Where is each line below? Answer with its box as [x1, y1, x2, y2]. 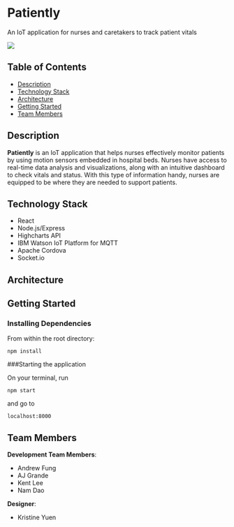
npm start [7, 387, 36, 394]
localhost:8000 [7, 413, 52, 420]
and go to [7, 399, 35, 408]
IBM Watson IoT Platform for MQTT [17, 239, 119, 247]
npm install [7, 348, 42, 355]
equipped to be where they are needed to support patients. [7, 178, 177, 186]
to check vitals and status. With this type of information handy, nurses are [7, 170, 220, 179]
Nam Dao [17, 487, 45, 495]
